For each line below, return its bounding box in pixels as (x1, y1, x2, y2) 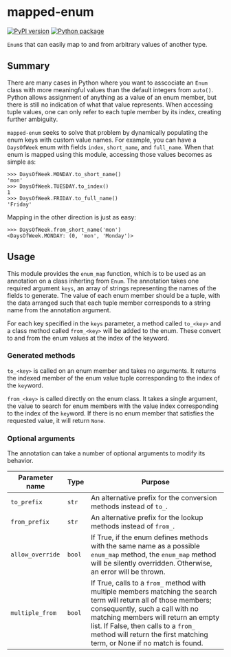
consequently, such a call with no (90, 604, 199, 614)
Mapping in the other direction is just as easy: (7, 213, 136, 221)
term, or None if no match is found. (90, 638, 203, 648)
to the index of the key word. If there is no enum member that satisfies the (7, 409, 214, 417)
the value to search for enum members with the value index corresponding (7, 402, 219, 410)
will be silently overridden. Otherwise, (90, 559, 212, 568)
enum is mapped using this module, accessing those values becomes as (7, 150, 212, 158)
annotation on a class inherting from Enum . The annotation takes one (7, 277, 199, 285)
